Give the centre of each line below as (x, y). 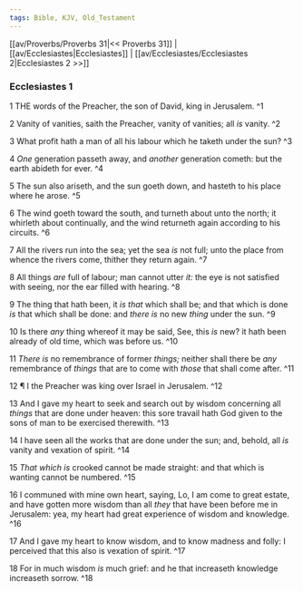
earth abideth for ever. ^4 (57, 168)
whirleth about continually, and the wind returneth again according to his (145, 222)
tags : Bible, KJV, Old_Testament (73, 18)
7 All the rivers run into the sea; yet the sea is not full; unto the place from (147, 249)
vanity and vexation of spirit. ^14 (69, 450)
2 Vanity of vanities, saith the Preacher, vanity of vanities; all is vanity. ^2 (145, 123)
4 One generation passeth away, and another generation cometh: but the (146, 159)
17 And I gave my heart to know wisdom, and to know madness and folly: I (147, 541)
